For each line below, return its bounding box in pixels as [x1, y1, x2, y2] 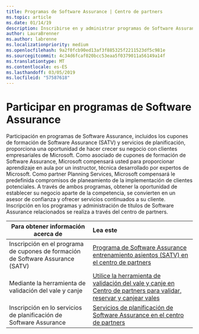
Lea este [92, 226, 117, 234]
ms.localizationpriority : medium [6, 42, 89, 48]
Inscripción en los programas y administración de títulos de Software [6, 202, 174, 209]
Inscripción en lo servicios [9, 304, 82, 312]
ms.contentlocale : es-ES [6, 63, 68, 70]
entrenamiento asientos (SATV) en [92, 251, 188, 259]
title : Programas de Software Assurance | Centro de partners [6, 8, 163, 15]
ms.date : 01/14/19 [6, 20, 52, 26]
